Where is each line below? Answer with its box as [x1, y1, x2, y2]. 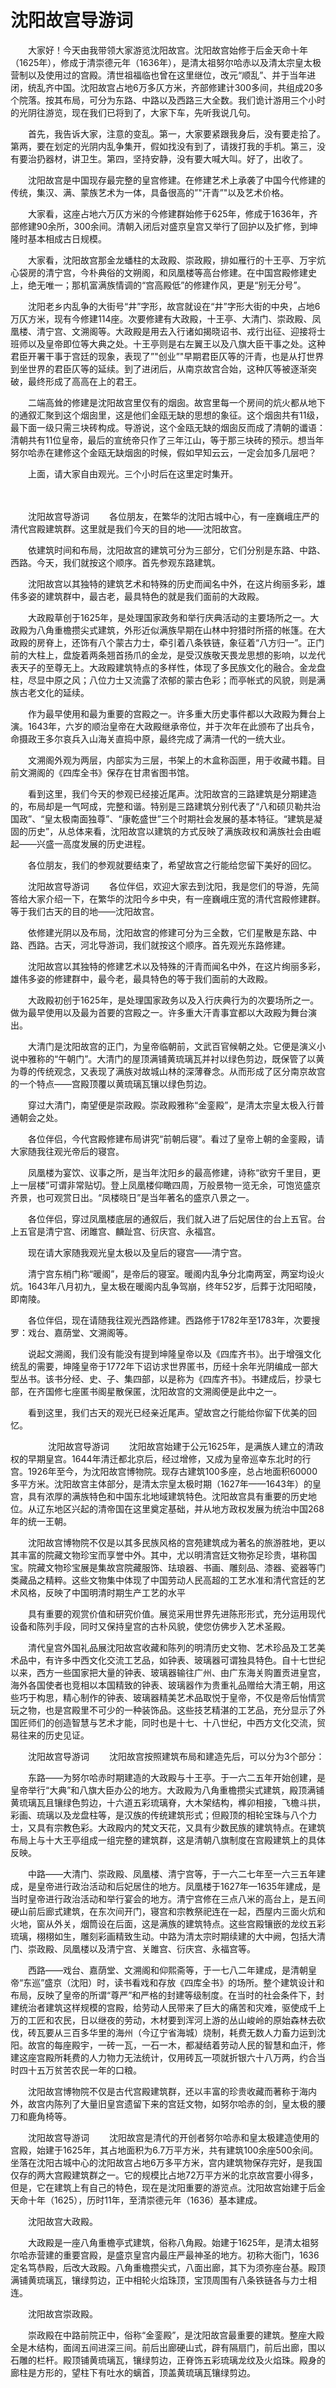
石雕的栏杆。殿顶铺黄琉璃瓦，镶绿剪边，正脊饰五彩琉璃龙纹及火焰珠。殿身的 [10, 2354, 326, 2366]
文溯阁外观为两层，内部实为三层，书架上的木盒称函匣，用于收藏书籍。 [27, 754, 317, 766]
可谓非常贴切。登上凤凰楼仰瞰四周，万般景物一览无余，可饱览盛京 [49, 1179, 322, 1191]
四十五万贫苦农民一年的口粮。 [18, 2064, 142, 2076]
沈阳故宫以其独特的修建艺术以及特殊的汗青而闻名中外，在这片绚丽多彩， [27, 960, 326, 972]
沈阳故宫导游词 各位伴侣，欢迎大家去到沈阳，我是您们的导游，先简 [27, 880, 320, 892]
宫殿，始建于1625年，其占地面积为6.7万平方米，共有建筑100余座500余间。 [10, 2144, 319, 2156]
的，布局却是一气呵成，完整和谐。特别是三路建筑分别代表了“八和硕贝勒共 [10, 800, 313, 812]
